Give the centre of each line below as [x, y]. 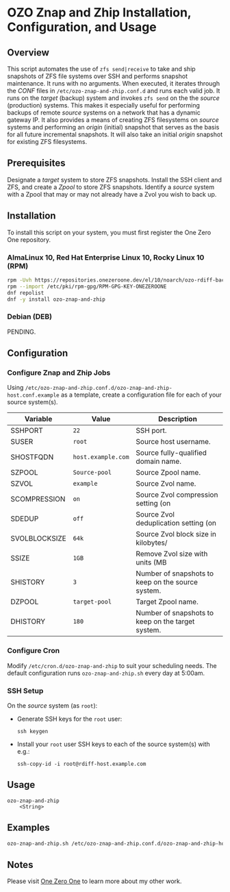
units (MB [151, 562]
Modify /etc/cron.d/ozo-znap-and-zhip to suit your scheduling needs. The [112, 665]
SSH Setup [25, 691]
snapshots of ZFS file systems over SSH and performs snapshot [98, 76]
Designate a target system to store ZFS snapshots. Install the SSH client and [115, 179]
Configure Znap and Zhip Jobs [59, 373]
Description [178, 419]
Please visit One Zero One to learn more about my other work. [94, 881]
